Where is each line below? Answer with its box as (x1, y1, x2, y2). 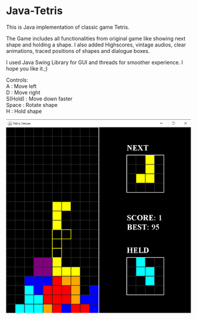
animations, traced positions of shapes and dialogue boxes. (6, 47, 150, 54)
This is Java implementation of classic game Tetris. (6, 23, 130, 31)
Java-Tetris (6, 4, 63, 18)
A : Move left (6, 82, 37, 89)
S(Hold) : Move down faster (6, 95, 73, 102)
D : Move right (6, 89, 40, 96)
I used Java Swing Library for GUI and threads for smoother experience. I (6, 59, 184, 66)
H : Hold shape (6, 108, 42, 115)
